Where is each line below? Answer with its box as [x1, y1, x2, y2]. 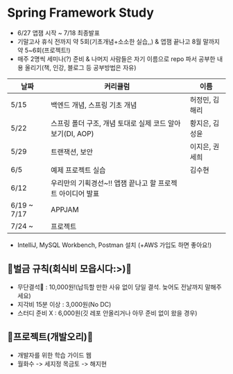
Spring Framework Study [7, 5, 154, 21]
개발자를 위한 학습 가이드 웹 [17, 350, 92, 359]
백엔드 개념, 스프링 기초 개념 [51, 100, 137, 110]
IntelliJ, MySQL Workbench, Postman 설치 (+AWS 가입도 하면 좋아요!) [17, 241, 212, 249]
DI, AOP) [66, 128, 94, 138]
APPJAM [51, 205, 79, 214]
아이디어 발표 [58, 189, 100, 198]
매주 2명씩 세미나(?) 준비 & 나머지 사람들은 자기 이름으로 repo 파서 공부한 [17, 54, 216, 63]
